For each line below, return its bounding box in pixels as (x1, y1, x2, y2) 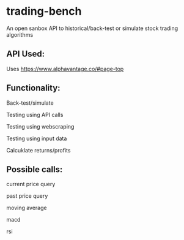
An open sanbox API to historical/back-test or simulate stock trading (6, 24, 178, 32)
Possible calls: (6, 164, 63, 174)
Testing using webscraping (6, 122, 75, 130)
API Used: (6, 49, 45, 59)
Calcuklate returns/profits (6, 146, 71, 154)
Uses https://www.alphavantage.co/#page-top (6, 65, 124, 72)
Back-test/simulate (6, 99, 54, 107)
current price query (6, 181, 56, 188)
